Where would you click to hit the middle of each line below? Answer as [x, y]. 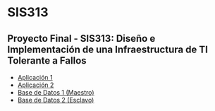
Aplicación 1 [35, 77]
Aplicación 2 [36, 85]
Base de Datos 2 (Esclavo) [56, 100]
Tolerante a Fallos [47, 60]
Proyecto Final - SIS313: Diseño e [81, 39]
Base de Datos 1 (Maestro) [56, 92]
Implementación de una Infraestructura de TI [107, 49]
